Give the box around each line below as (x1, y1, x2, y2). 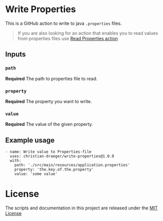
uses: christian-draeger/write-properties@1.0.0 (10, 154, 114, 159)
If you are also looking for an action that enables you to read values (17, 30, 158, 36)
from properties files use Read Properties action (17, 35, 118, 41)
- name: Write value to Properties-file (5, 149, 92, 155)
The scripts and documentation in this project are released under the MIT (5, 205, 158, 211)
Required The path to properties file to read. (5, 75, 98, 81)
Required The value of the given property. (5, 121, 93, 127)
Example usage (5, 136, 55, 145)
